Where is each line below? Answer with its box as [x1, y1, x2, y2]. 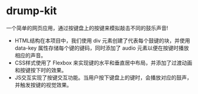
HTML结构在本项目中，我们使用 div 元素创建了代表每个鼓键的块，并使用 [14, 37, 190, 44]
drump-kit [6, 4, 57, 18]
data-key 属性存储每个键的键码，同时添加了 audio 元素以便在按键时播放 [14, 44, 189, 51]
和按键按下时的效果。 [14, 66, 67, 73]
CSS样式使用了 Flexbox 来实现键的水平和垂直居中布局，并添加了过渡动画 [14, 59, 193, 66]
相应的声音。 [14, 51, 46, 59]
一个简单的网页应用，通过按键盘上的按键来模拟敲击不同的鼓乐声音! [6, 24, 168, 31]
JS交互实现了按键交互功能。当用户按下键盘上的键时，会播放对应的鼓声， [14, 74, 192, 81]
